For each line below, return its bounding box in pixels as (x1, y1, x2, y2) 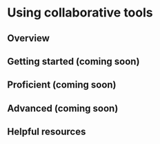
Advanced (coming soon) (7, 102, 119, 114)
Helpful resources (7, 126, 86, 138)
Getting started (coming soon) (7, 55, 140, 67)
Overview (7, 32, 50, 44)
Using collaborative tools (7, 5, 153, 21)
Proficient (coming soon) (7, 79, 117, 91)
